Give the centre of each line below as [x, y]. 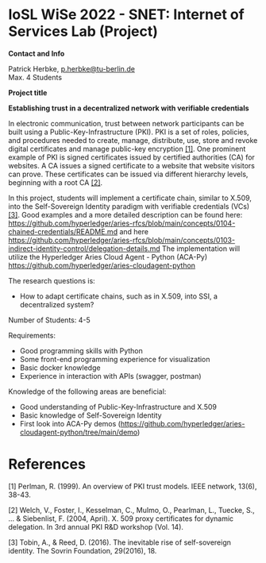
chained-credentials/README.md [63, 231]
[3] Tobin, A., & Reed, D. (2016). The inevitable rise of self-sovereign [120, 542]
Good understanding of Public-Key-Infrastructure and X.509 [118, 407]
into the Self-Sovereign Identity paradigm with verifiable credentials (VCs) [129, 206]
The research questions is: [52, 280]
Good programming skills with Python [81, 350]
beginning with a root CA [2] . [56, 182]
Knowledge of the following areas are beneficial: [87, 391]
